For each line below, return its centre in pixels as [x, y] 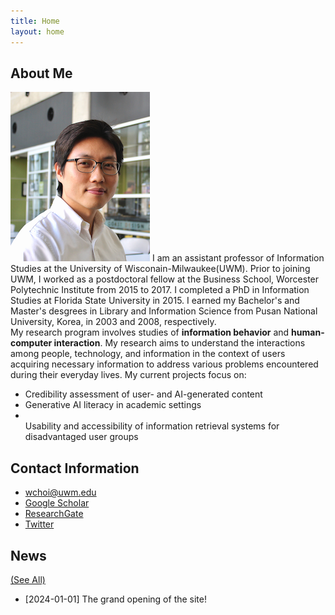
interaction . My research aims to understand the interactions [179, 343]
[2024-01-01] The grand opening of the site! [115, 599]
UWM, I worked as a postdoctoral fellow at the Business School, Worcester [165, 279]
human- [308, 332]
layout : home [37, 31]
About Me [41, 73]
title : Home [35, 21]
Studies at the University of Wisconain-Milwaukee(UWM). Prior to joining [160, 269]
